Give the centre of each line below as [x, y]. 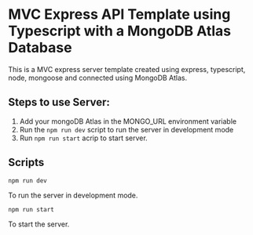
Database [40, 48]
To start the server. [39, 224]
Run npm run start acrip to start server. [83, 138]
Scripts [26, 163]
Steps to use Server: [59, 102]
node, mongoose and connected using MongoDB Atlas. [98, 78]
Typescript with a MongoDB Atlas [120, 31]
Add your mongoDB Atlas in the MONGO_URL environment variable [128, 121]
